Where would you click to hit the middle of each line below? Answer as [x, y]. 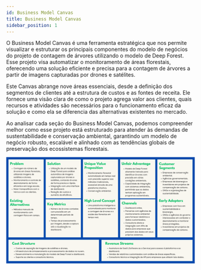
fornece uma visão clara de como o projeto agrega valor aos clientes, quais [99, 99]
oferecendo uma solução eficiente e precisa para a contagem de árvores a [98, 68]
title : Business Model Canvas [44, 19]
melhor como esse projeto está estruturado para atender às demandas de [97, 130]
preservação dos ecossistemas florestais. [58, 149]
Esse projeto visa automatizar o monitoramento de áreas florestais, [89, 62]
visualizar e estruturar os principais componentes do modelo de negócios [97, 49]
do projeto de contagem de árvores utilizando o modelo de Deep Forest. [95, 56]
